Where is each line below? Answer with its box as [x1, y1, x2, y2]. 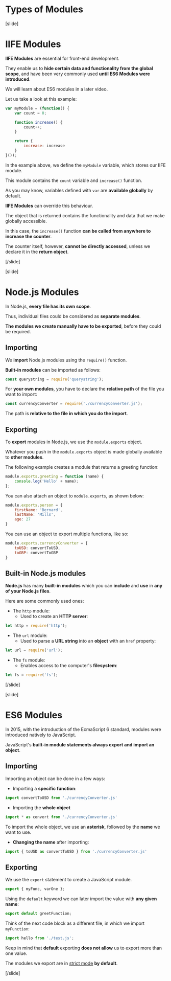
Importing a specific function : [12, 785, 77, 791]
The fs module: [12, 657, 45, 663]
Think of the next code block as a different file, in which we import [5, 920, 145, 926]
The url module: [12, 632, 47, 638]
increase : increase [23, 143, 65, 149]
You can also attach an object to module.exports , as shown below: [5, 492, 144, 499]
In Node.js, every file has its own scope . [5, 303, 91, 309]
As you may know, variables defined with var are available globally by [5, 187, 153, 193]
